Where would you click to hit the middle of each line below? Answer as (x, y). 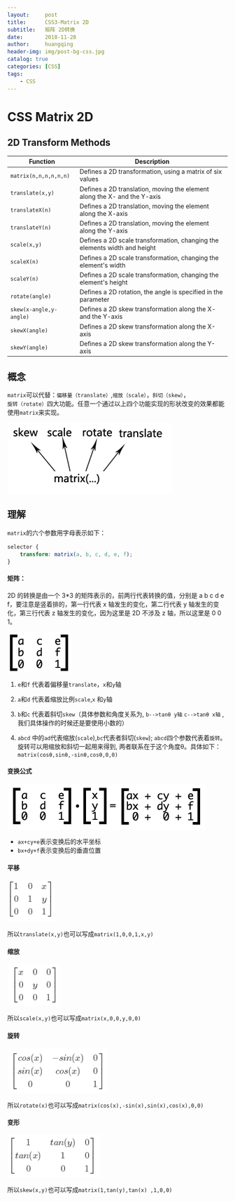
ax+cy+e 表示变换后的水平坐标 (59, 842)
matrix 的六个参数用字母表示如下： (57, 533)
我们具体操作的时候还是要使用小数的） (72, 722)
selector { (23, 547)
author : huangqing (40, 44)
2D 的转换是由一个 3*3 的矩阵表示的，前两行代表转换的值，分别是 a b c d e (116, 595)
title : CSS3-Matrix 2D (48, 22)
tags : (15, 74)
